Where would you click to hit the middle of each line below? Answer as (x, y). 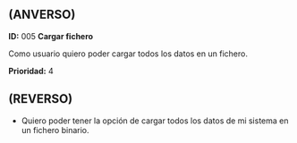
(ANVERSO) (42, 15)
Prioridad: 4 (31, 71)
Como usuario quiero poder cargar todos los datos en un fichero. (128, 54)
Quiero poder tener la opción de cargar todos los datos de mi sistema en (155, 121)
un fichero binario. (55, 130)
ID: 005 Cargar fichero (51, 36)
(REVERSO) (41, 99)
